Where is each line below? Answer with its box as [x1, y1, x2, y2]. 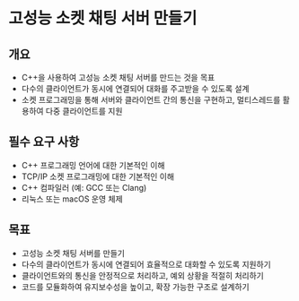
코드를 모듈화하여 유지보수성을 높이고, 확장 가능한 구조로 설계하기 [21, 281, 250, 292]
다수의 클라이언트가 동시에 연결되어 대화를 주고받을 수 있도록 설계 [21, 83, 250, 94]
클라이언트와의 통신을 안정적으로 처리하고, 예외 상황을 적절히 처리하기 [21, 270, 264, 280]
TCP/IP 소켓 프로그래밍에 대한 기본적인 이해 [21, 171, 175, 182]
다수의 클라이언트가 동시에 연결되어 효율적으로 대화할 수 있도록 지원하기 [21, 259, 271, 270]
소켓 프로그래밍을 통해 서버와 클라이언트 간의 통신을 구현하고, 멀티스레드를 [21, 95, 281, 105]
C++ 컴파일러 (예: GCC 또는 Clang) [21, 182, 147, 193]
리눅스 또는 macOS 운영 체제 [21, 193, 123, 204]
